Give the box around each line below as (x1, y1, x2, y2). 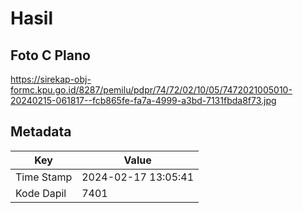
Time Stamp (15, 170, 73, 184)
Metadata (10, 123, 72, 141)
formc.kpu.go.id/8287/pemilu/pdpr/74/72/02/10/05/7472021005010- (10, 84, 293, 96)
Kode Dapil (15, 186, 67, 200)
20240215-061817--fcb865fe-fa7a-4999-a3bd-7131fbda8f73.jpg (10, 95, 277, 106)
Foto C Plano (10, 47, 91, 64)
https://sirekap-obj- (10, 73, 92, 85)
